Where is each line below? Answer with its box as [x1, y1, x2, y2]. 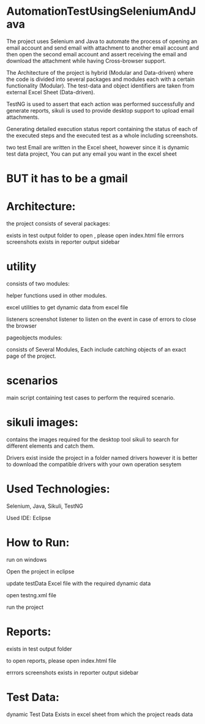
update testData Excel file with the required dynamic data [6, 579, 151, 587]
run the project [6, 603, 44, 611]
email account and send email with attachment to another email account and [6, 44, 199, 51]
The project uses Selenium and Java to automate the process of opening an [6, 37, 198, 45]
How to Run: [6, 536, 70, 549]
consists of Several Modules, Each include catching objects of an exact [6, 346, 187, 353]
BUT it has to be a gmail [6, 172, 129, 186]
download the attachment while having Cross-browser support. [6, 57, 166, 64]
